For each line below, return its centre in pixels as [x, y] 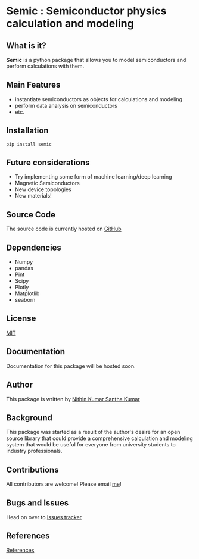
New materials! [33, 196]
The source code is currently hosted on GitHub [64, 229]
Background [29, 418]
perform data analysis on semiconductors [66, 105]
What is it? [26, 46]
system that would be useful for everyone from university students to [91, 445]
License [21, 319]
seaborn [25, 300]
